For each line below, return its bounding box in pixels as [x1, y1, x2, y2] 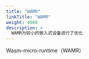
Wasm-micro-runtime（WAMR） [6, 47, 85, 54]
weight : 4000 [6, 19, 38, 25]
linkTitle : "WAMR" [6, 14, 51, 20]
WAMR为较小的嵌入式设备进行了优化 [11, 30, 83, 36]
